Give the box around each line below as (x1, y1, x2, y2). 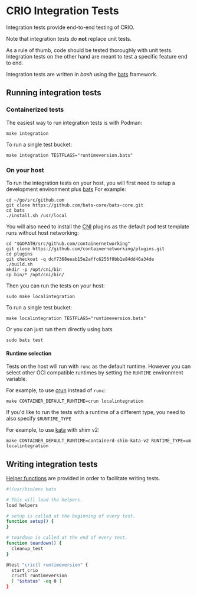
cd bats (6, 207, 25, 214)
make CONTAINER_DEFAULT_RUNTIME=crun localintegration (6, 398, 144, 405)
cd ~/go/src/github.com (6, 197, 65, 203)
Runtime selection (6, 350, 52, 357)
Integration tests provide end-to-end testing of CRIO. (6, 24, 134, 31)
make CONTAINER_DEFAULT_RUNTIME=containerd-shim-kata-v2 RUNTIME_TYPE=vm (6, 438, 192, 444)
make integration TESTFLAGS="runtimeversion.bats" (6, 152, 133, 158)
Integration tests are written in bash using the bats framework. (6, 70, 158, 77)
